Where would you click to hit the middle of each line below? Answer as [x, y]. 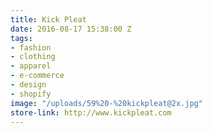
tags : [21, 38]
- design [28, 85]
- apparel [31, 66]
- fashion [31, 47]
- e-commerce [37, 76]
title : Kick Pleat [48, 19]
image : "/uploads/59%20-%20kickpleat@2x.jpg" [106, 103]
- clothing [33, 57]
